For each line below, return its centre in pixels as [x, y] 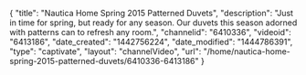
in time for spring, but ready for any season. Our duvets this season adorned [153, 23]
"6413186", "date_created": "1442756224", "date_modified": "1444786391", [151, 42]
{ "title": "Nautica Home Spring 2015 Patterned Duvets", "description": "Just [152, 13]
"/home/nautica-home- [247, 52]
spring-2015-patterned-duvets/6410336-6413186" [104, 61]
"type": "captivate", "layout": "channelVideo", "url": [106, 52]
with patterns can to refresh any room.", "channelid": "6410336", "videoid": [150, 32]
